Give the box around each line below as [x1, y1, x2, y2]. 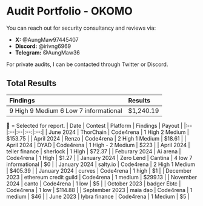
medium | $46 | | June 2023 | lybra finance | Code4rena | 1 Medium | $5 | [6, 193, 190, 200]
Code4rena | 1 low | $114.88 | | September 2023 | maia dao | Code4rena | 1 [6, 186, 193, 193]
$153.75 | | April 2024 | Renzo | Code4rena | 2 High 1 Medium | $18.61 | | [6, 135, 187, 142]
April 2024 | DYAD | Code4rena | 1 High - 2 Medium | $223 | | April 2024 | [6, 141, 190, 148]
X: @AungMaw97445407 [15, 36, 79, 43]
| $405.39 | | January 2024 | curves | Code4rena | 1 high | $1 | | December [6, 167, 192, 174]
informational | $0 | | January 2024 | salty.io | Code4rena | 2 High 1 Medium [6, 161, 196, 168]
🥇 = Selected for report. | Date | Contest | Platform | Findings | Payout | [6, 122, 183, 129]
